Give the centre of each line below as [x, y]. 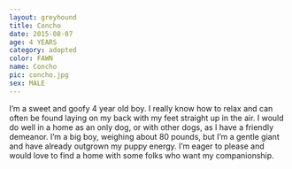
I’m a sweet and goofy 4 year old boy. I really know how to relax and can [141, 108]
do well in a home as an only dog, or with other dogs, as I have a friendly [142, 127]
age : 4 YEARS [33, 42]
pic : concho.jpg [39, 75]
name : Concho [33, 67]
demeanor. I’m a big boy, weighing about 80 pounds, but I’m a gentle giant [145, 136]
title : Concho [35, 26]
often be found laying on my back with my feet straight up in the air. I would [147, 118]
